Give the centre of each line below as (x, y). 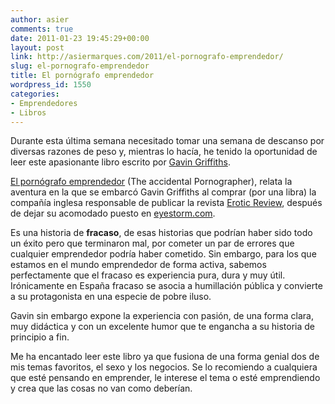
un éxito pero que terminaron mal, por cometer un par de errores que (152, 243)
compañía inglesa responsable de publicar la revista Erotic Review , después (166, 203)
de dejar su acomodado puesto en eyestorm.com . (113, 213)
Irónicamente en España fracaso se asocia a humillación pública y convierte (166, 286)
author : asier (40, 19)
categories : (35, 94)
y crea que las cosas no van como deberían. (101, 388)
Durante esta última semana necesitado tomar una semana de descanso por (167, 141)
